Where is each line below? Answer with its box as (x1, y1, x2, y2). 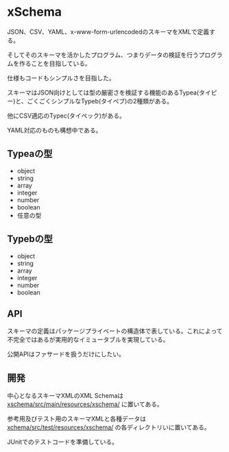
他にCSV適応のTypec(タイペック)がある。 (7, 111, 125, 120)
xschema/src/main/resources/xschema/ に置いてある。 (7, 400, 163, 408)
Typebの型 (7, 234, 53, 245)
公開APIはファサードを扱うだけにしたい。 (7, 350, 125, 358)
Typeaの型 (7, 148, 53, 160)
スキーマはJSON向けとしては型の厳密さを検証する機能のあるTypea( (7, 88, 200, 97)
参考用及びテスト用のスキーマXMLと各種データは (7, 415, 147, 423)
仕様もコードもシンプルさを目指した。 (7, 73, 115, 82)
